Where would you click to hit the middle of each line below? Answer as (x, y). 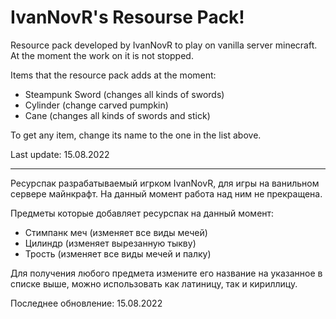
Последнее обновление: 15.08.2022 (86, 303)
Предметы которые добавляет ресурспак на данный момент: (142, 213)
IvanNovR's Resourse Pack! (127, 17)
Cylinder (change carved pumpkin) (96, 105)
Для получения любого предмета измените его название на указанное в (166, 273)
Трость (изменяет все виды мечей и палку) (118, 253)
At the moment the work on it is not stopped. (102, 55)
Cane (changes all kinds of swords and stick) (117, 115)
